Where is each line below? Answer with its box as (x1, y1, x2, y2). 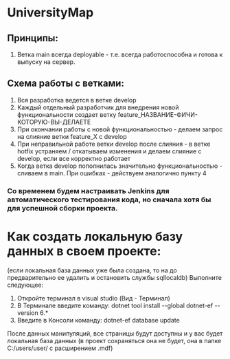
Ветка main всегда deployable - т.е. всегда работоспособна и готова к (16, 50, 223, 58)
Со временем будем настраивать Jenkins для (7, 186, 170, 195)
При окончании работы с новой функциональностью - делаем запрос (16, 125, 223, 133)
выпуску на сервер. (16, 58, 76, 66)
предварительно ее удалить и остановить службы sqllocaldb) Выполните (7, 273, 222, 281)
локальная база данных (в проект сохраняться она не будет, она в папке (7, 336, 222, 345)
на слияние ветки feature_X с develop (16, 132, 127, 140)
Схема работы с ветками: (7, 78, 125, 89)
